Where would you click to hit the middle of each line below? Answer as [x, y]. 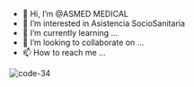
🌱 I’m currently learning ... [70, 33]
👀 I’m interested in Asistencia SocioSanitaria [104, 23]
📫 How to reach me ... [64, 52]
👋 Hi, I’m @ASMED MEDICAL [75, 14]
